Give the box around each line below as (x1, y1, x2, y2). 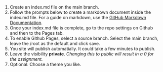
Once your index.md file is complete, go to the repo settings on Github (9, 25, 153, 31)
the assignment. (9, 56, 43, 62)
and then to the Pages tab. (9, 30, 64, 36)
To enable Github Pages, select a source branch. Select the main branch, (9, 35, 159, 41)
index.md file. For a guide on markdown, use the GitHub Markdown (9, 15, 147, 20)
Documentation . (9, 20, 43, 25)
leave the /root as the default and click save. (9, 41, 100, 46)
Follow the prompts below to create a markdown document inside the (9, 9, 151, 15)
